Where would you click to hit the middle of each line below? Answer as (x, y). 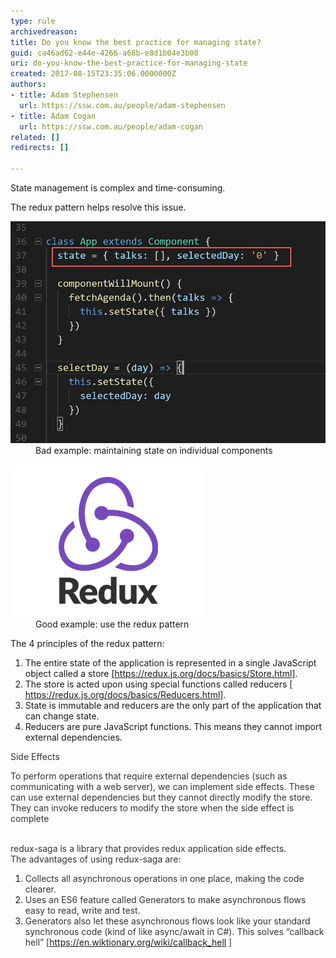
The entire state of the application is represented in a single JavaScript (170, 662)
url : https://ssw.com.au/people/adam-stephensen (122, 105)
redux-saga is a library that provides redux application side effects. (148, 848)
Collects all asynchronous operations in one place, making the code (164, 878)
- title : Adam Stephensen (64, 95)
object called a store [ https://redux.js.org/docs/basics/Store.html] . (161, 673)
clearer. (40, 889)
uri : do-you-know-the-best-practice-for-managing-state (129, 63)
